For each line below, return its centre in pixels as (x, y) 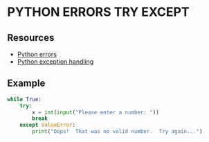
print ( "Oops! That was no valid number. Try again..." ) (117, 132)
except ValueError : (48, 125)
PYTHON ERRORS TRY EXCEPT (98, 12)
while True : (24, 99)
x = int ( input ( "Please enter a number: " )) (96, 112)
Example (26, 83)
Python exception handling (55, 62)
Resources (31, 38)
